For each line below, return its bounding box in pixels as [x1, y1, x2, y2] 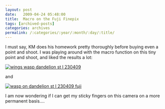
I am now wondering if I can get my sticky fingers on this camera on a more [5, 93, 161, 99]
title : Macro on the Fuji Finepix [5, 16, 79, 21]
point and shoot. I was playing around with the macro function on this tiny [5, 49, 156, 55]
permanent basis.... [5, 98, 45, 104]
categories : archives [5, 26, 50, 31]
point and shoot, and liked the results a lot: [5, 54, 93, 60]
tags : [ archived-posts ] [5, 21, 55, 26]
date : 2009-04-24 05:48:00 [5, 12, 66, 17]
